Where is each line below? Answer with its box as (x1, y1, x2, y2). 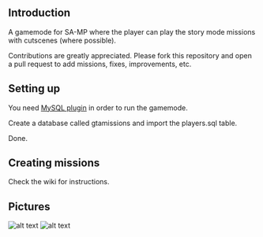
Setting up (8, 82, 61, 95)
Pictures (8, 200, 51, 213)
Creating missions (8, 157, 100, 170)
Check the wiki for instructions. (8, 177, 110, 187)
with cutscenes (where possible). (8, 35, 117, 45)
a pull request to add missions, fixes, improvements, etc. (8, 59, 192, 69)
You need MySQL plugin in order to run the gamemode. (8, 102, 188, 113)
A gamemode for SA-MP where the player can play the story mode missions (8, 27, 256, 36)
